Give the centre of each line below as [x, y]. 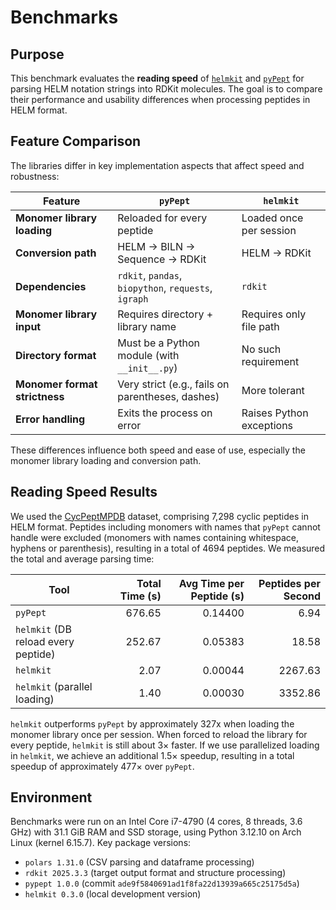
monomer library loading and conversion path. [106, 460]
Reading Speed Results [84, 492]
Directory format [56, 355]
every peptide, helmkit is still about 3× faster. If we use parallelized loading [165, 745]
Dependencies [51, 286]
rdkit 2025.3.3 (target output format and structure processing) [155, 873]
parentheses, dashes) [168, 396]
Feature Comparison [76, 141]
